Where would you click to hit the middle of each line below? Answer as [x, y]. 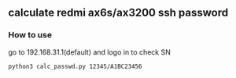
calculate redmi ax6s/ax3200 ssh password [118, 13]
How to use [30, 35]
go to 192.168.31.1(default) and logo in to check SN [89, 52]
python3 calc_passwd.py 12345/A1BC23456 [76, 66]
